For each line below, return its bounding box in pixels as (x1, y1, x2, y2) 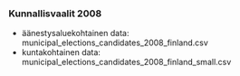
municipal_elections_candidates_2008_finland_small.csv (21, 57, 232, 68)
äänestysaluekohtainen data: (21, 28, 130, 39)
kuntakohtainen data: (21, 47, 101, 58)
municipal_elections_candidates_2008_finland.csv (21, 37, 209, 48)
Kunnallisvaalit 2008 (8, 7, 102, 20)
